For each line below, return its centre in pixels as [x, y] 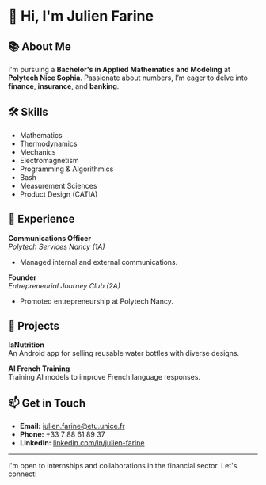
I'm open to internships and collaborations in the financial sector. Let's [123, 466]
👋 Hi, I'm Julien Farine [81, 16]
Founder [23, 277]
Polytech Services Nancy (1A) [57, 246]
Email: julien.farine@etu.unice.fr [72, 426]
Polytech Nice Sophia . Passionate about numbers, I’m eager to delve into [128, 78]
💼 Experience [42, 219]
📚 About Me [40, 46]
